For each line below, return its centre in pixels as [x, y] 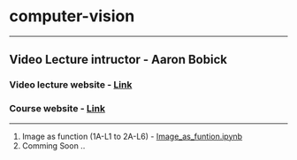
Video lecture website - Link [71, 85]
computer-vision [72, 16]
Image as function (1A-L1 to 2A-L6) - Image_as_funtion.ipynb [132, 136]
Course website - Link [57, 109]
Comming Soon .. [53, 145]
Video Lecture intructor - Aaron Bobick [118, 60]
